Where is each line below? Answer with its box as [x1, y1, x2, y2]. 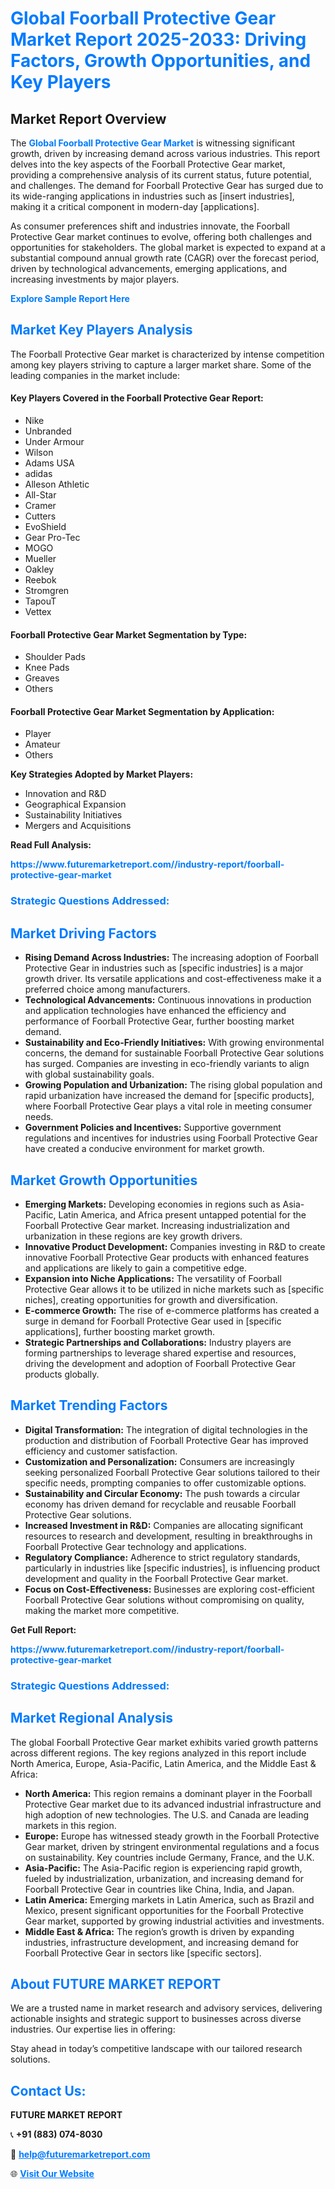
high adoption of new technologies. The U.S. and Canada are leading [24, 1808, 310, 1821]
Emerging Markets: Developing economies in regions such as [24, 1198, 281, 1210]
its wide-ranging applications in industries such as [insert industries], [10, 190, 295, 202]
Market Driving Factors [10, 925, 157, 942]
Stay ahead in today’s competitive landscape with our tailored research [10, 2043, 303, 2055]
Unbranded [24, 425, 72, 437]
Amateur [24, 738, 61, 751]
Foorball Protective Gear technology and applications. [24, 1540, 247, 1552]
